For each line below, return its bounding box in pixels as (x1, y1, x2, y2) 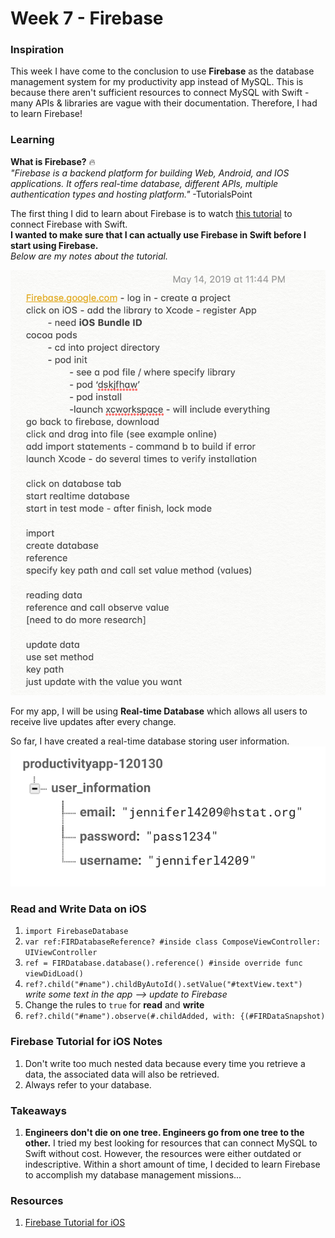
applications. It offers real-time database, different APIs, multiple (10, 177, 279, 189)
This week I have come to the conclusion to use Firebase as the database (10, 65, 315, 77)
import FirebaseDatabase (24, 927, 129, 937)
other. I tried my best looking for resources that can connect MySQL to (24, 1137, 318, 1149)
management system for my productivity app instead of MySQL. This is (10, 76, 304, 88)
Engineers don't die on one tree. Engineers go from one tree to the (24, 1126, 305, 1138)
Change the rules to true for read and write (24, 999, 205, 1011)
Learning (10, 133, 55, 147)
